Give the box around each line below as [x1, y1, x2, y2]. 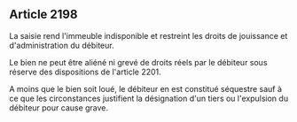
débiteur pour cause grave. [9, 102, 109, 113]
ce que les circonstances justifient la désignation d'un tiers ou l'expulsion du [9, 93, 289, 103]
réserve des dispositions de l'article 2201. [9, 66, 161, 77]
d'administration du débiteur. [9, 40, 114, 50]
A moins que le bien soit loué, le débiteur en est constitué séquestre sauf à [9, 83, 282, 94]
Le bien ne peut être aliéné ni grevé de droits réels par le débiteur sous [9, 57, 268, 67]
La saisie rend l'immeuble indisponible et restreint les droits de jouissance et [9, 30, 288, 41]
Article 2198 [9, 7, 78, 22]
